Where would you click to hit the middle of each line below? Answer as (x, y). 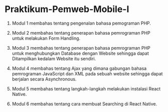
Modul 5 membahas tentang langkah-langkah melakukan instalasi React (86, 88)
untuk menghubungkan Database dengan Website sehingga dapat (80, 53)
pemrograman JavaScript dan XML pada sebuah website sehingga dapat (87, 73)
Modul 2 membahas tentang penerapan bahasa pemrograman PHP (81, 33)
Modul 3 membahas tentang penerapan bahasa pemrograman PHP (81, 48)
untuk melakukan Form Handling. (46, 38)
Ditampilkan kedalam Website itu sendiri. (54, 58)
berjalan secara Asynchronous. (44, 79)
